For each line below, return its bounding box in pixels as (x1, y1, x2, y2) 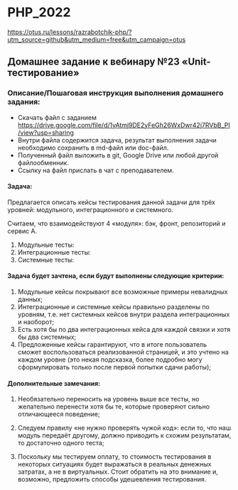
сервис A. (7, 226, 38, 235)
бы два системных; (17, 333, 77, 341)
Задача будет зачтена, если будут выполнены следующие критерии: (7, 272, 225, 280)
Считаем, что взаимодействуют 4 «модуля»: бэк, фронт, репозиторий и (7, 219, 226, 228)
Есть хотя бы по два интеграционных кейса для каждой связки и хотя (17, 325, 231, 334)
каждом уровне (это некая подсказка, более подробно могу (17, 355, 202, 364)
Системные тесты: (17, 255, 75, 264)
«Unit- (181, 56, 211, 68)
